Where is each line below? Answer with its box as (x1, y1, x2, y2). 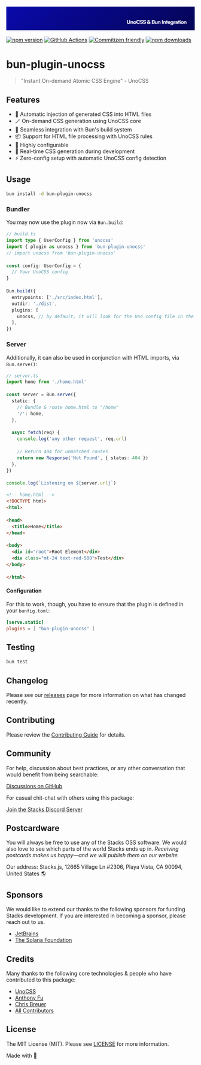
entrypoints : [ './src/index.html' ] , (11, 294, 103, 300)
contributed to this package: (6, 976, 76, 983)
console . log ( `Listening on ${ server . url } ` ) (6, 480, 117, 486)
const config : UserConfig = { (6, 262, 82, 269)
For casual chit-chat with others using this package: (6, 794, 135, 801)
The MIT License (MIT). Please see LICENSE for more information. (6, 1040, 169, 1048)
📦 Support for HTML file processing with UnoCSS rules (14, 133, 153, 140)
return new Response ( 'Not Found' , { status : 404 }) (17, 454, 148, 461)
